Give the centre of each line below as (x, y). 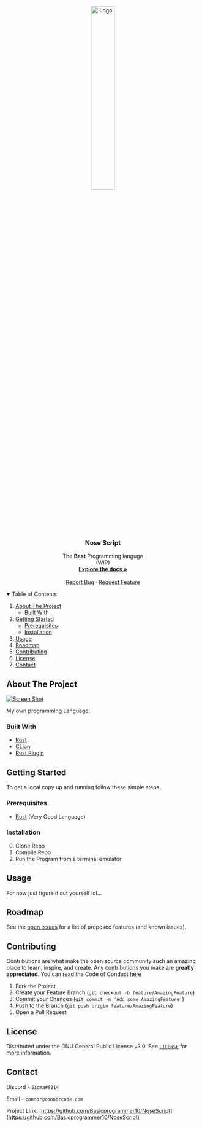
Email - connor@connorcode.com (45, 1099)
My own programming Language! (48, 711)
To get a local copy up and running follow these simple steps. (84, 787)
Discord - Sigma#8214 (33, 1086)
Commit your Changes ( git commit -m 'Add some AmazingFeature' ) (100, 999)
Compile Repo (33, 852)
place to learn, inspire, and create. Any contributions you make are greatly (100, 968)
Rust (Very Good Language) (50, 816)
